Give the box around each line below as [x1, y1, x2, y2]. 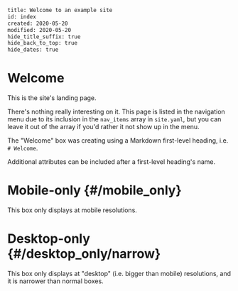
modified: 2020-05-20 [7, 26, 72, 33]
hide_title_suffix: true [7, 33, 81, 40]
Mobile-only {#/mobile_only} [7, 182, 183, 199]
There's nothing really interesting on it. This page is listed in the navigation [7, 107, 225, 116]
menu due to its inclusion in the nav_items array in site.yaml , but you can [7, 115, 222, 123]
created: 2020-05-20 [7, 20, 69, 27]
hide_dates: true [7, 46, 59, 53]
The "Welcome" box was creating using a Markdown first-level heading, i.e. [7, 136, 229, 145]
